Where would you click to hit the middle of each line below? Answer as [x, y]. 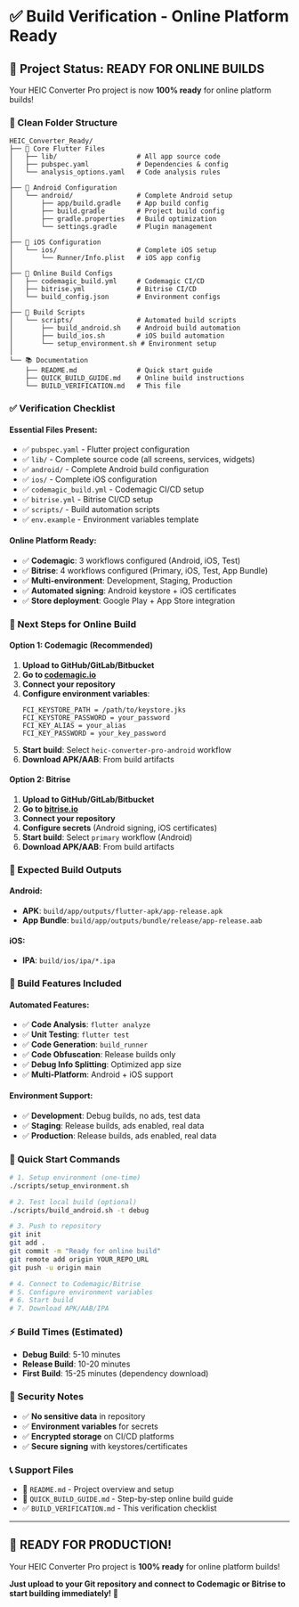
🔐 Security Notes [47, 1397]
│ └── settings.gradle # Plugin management [111, 227]
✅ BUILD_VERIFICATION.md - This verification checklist [119, 1508]
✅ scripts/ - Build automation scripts [91, 510]
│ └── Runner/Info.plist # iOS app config [105, 258]
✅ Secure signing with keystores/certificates [105, 1446]
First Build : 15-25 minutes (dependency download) [115, 1374]
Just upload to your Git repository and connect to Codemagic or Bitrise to [148, 1584]
